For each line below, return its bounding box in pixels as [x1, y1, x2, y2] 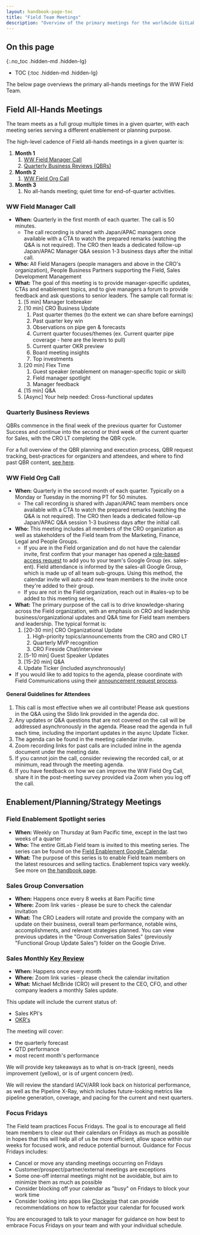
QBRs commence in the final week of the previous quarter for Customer [6, 421, 182, 429]
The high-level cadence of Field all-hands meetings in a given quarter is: [6, 138, 185, 145]
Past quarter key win [32, 317, 83, 325]
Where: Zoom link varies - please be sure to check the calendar [14, 901, 172, 909]
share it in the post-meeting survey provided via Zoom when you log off [14, 774, 191, 781]
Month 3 [14, 181, 37, 188]
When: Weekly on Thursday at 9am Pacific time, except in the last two [14, 828, 187, 836]
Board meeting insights [32, 349, 89, 356]
